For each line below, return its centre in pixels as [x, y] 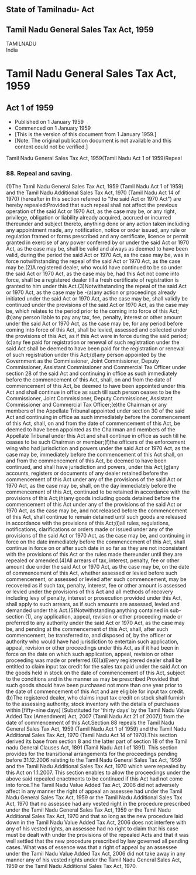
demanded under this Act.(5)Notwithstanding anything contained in [87, 610]
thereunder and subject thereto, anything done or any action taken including [98, 224]
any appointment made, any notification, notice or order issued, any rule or [96, 230]
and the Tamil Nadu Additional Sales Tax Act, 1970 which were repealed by [96, 766]
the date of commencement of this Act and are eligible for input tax [87, 691]
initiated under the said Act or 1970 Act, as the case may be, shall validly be [97, 298]
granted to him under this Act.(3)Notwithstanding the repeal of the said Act [97, 286]
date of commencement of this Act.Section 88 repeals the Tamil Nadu [90, 722]
